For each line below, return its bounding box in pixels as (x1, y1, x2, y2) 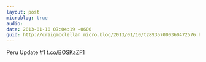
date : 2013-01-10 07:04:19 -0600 (6, 26, 92, 33)
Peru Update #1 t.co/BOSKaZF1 (6, 48, 85, 56)
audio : (6, 20, 23, 26)
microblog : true (6, 15, 48, 21)
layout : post (6, 9, 40, 15)
